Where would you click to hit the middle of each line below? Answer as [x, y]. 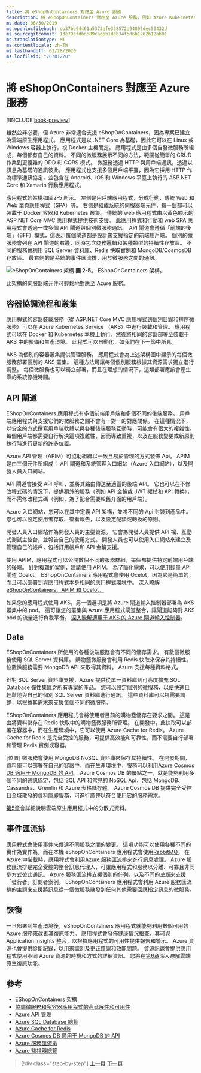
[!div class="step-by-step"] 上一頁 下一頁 [72, 1063]
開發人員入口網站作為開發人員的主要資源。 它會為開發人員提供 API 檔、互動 [99, 532]
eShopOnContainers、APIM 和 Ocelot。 [55, 590]
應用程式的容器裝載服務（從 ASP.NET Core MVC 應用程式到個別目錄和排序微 [100, 319]
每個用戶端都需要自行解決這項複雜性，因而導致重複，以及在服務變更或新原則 [100, 436]
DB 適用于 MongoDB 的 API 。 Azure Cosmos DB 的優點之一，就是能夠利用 [98, 773]
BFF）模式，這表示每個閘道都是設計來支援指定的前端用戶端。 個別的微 [106, 235]
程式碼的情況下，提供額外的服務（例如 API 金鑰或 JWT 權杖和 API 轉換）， [102, 491]
